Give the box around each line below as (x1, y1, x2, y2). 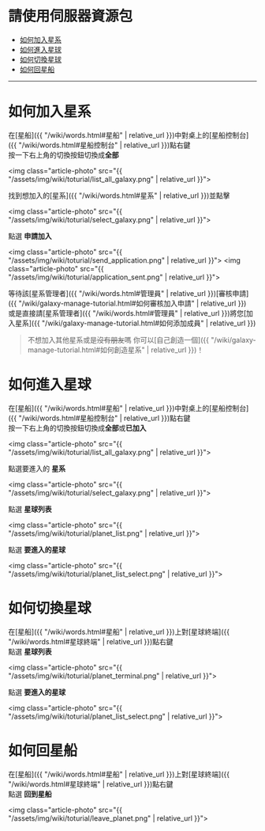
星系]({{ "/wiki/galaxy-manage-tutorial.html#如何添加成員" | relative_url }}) (14, 318, 256, 328)
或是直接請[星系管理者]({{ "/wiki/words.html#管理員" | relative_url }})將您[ (8, 308, 247, 317)
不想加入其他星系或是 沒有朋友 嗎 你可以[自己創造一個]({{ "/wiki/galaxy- (27, 335, 256, 344)
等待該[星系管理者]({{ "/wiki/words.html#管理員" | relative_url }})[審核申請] (8, 288, 249, 298)
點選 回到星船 (8, 789, 52, 799)
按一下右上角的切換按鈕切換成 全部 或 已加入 (8, 423, 147, 432)
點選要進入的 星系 (8, 464, 65, 473)
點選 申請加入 (8, 231, 52, 241)
